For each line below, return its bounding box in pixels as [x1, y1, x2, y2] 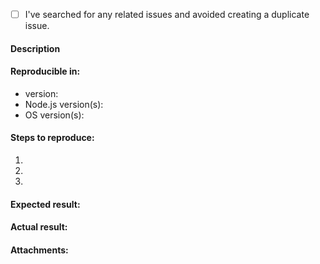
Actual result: [10, 221, 68, 233]
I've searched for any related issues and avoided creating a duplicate [24, 9, 310, 20]
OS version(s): [24, 109, 85, 121]
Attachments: [10, 244, 69, 256]
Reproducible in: [10, 65, 81, 78]
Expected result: [10, 198, 81, 210]
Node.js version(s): [24, 98, 104, 110]
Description [10, 42, 61, 54]
